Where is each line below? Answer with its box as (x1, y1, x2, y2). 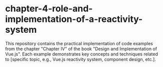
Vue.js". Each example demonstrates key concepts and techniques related (5, 51, 158, 57)
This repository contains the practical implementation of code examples (5, 40, 153, 46)
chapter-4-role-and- (5, 3, 93, 14)
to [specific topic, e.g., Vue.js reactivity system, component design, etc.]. (5, 56, 156, 62)
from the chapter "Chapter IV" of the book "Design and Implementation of (5, 46, 157, 52)
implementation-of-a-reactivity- (5, 13, 143, 25)
